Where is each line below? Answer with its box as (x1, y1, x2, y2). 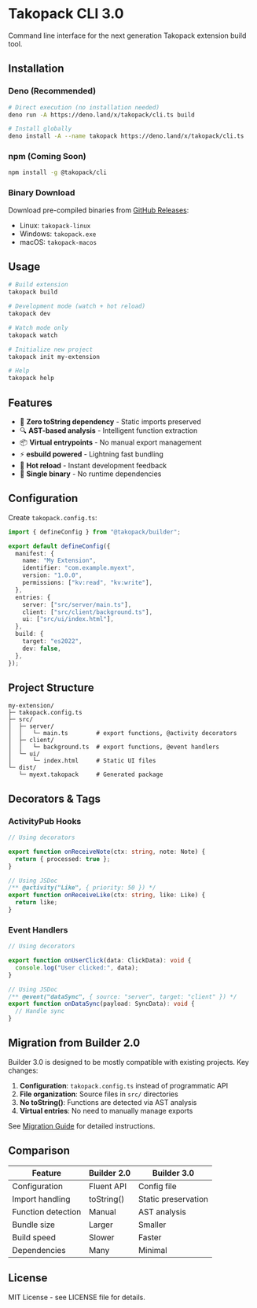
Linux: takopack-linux (19, 220, 91, 230)
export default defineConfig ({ (8, 542, 111, 550)
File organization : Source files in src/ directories (19, 1089, 178, 1099)
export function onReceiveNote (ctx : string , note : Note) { (8, 848, 206, 855)
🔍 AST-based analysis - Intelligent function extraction (19, 426, 198, 435)
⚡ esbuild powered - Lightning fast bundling (19, 449, 163, 459)
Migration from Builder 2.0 (8, 1036, 141, 1050)
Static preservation (138, 1193, 208, 1204)
